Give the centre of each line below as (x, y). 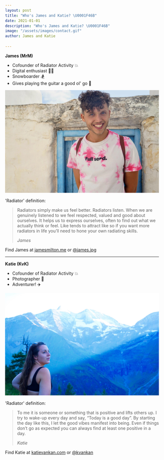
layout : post (18, 10)
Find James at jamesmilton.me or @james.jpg (51, 250)
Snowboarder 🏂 (28, 76)
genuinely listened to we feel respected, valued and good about (81, 215)
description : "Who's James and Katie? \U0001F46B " (58, 26)
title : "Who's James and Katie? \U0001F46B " (51, 15)
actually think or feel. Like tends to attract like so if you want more (83, 225)
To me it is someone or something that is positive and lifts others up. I (87, 413)
